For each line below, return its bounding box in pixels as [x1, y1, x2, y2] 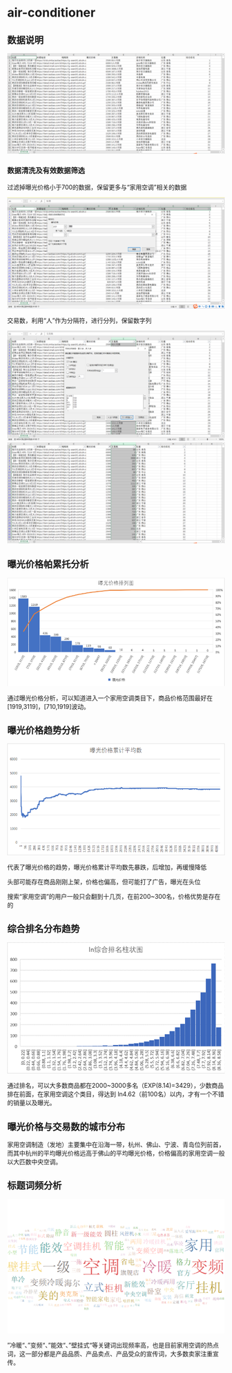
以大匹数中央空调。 [7, 1158, 62, 1166]
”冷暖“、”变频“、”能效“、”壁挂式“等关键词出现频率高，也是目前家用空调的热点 [7, 1341, 220, 1349]
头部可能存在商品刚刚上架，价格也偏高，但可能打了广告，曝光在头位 [7, 877, 201, 886]
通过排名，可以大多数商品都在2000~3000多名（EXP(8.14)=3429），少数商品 [7, 1082, 224, 1090]
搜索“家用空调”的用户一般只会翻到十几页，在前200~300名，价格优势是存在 [7, 892, 221, 900]
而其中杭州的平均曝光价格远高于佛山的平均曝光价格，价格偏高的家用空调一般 [7, 1149, 225, 1157]
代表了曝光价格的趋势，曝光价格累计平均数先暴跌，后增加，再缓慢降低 [7, 863, 207, 871]
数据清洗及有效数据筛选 [7, 166, 85, 175]
